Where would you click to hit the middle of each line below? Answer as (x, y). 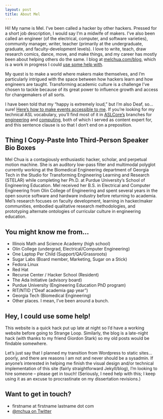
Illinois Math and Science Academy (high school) (61, 244)
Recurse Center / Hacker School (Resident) (55, 275)
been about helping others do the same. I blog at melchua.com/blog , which (81, 59)
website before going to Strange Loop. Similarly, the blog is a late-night (77, 333)
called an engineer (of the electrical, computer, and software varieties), (76, 38)
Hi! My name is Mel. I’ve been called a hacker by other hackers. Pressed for (81, 28)
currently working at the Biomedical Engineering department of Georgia (77, 170)
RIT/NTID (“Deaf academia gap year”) (50, 291)
